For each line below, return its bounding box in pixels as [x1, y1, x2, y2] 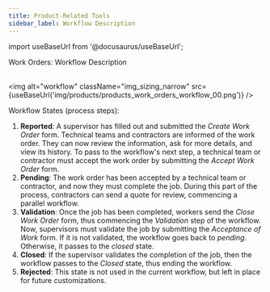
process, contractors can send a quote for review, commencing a [19, 190, 238, 199]
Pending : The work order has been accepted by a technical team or [19, 173, 247, 182]
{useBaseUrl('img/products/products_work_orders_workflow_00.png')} [8, 90, 245, 99]
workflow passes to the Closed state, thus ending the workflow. [19, 258, 233, 268]
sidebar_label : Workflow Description [8, 19, 136, 27]
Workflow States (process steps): [8, 106, 120, 115]
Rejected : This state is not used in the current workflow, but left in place [19, 267, 261, 277]
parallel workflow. [19, 198, 79, 208]
